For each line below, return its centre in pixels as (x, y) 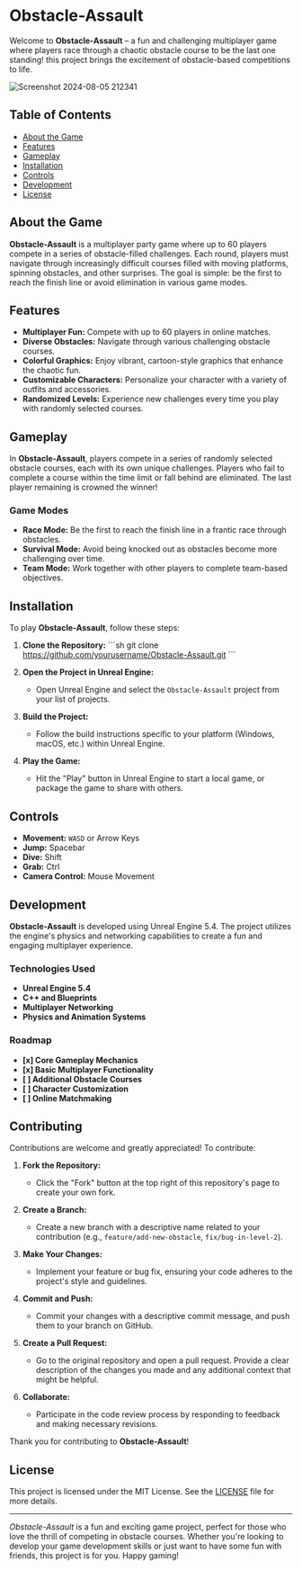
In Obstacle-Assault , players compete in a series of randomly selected (141, 459)
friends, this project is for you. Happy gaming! (94, 1556)
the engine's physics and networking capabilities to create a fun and (136, 936)
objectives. (43, 578)
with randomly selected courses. (83, 408)
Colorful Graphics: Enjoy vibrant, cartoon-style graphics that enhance (153, 361)
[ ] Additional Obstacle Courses (82, 1079)
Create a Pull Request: (65, 1343)
